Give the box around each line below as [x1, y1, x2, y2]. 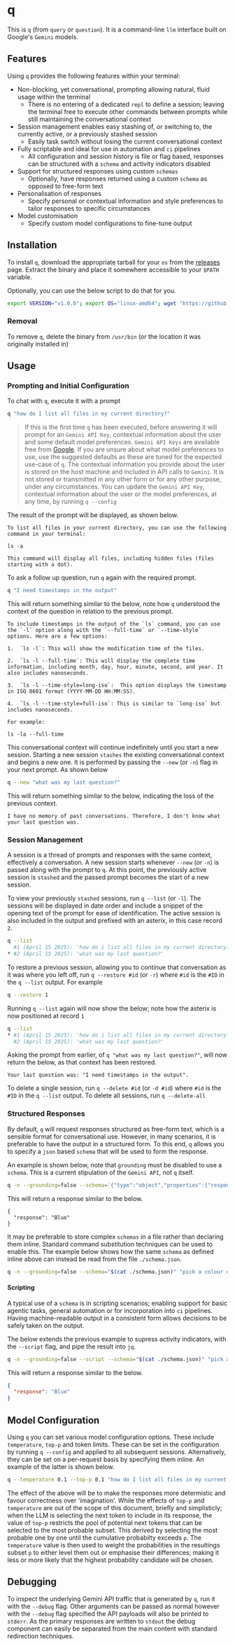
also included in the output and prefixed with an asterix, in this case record [7, 916, 222, 925]
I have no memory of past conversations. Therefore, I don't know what [7, 813, 220, 820]
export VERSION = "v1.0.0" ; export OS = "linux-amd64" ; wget [7, 300, 177, 307]
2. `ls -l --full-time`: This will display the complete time [7, 657, 196, 665]
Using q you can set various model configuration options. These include [7, 1433, 215, 1442]
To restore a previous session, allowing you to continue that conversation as [7, 963, 227, 971]
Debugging [7, 1576, 57, 1588]
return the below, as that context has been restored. [7, 1058, 157, 1067]
